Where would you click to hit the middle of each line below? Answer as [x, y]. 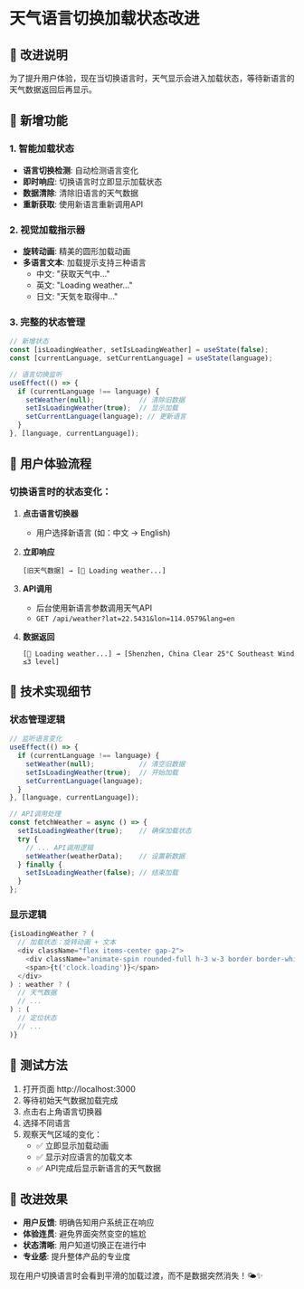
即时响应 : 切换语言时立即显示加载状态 [92, 181]
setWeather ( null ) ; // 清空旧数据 [105, 764]
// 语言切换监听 [36, 374]
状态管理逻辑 [38, 719]
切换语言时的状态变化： [60, 492]
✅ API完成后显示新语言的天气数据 [98, 1168]
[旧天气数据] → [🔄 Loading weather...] [94, 571]
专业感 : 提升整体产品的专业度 [76, 1256]
